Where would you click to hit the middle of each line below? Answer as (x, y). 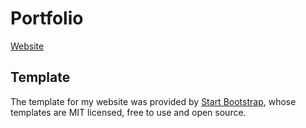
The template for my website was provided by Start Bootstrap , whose (153, 101)
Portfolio (47, 18)
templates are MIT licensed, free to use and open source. (128, 112)
